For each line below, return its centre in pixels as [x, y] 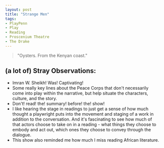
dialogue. [22, 135]
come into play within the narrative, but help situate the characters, [80, 93]
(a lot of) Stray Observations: [50, 71]
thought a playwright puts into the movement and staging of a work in [83, 114]
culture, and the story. [35, 98]
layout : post [18, 10]
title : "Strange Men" [27, 14]
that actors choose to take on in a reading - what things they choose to [84, 124]
